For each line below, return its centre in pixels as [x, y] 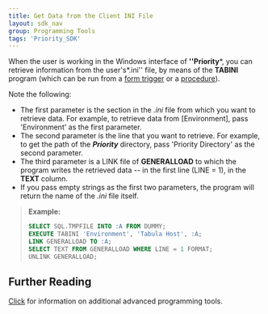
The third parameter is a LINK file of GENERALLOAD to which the [128, 162]
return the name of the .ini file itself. [79, 196]
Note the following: [40, 95]
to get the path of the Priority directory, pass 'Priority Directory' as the [138, 144]
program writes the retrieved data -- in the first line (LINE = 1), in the [133, 170]
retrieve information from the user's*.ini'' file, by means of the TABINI [124, 70]
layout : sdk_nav [36, 23]
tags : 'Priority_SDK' [45, 38]
